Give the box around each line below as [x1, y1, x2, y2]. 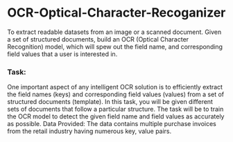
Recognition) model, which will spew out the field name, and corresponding [7, 42, 223, 51]
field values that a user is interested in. [7, 50, 118, 58]
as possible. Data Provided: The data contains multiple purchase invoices [7, 120, 217, 128]
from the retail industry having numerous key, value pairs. [7, 127, 172, 136]
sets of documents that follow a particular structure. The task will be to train [7, 105, 224, 114]
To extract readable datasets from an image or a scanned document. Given [7, 28, 222, 36]
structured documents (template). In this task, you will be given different [7, 98, 214, 106]
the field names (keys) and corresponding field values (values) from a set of [7, 90, 225, 98]
